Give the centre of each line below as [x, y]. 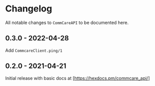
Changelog [29, 9]
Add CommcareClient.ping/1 [34, 50]
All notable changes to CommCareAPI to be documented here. [67, 22]
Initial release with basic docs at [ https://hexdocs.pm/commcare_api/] [77, 78]
